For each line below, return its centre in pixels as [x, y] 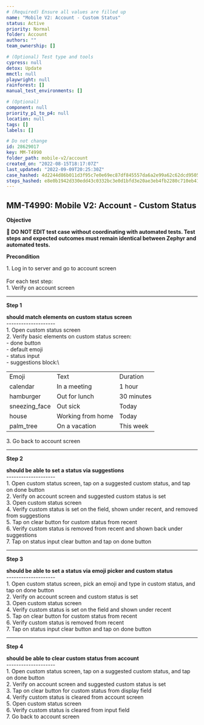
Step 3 [15, 559]
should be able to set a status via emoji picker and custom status [90, 571]
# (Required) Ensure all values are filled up [66, 12]
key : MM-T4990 [24, 153]
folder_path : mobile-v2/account [47, 158]
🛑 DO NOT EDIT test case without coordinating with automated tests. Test [101, 232]
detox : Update [24, 68]
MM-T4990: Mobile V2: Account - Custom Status [101, 205]
